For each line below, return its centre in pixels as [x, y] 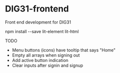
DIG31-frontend [37, 9]
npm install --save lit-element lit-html [42, 31]
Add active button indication [40, 60]
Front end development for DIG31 [38, 22]
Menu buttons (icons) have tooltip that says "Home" [64, 50]
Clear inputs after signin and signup [47, 65]
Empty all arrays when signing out [46, 55]
